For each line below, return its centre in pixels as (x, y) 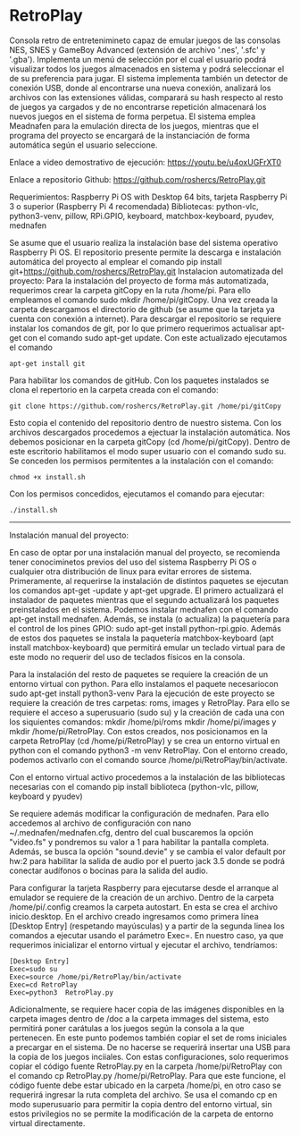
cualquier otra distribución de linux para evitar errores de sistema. (131, 571)
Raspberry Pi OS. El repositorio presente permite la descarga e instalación (146, 252)
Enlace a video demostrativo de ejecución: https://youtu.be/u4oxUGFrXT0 (146, 162)
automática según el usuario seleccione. (83, 145)
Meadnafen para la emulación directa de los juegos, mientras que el (134, 125)
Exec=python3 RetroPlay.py (62, 992)
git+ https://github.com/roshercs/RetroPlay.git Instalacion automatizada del (146, 271)
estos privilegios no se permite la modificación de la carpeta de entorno (142, 1114)
